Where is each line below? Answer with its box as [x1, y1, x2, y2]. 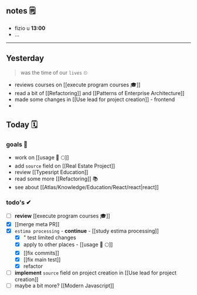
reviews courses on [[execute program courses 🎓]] [14, 81, 141, 88]
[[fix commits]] [23, 249, 60, 256]
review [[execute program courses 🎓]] [14, 212, 110, 219]
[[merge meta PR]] [14, 220, 60, 227]
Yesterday [6, 53, 45, 63]
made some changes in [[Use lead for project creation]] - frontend [14, 96, 175, 103]
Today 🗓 [6, 120, 38, 130]
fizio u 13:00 [14, 24, 46, 32]
